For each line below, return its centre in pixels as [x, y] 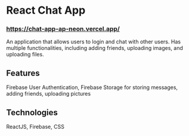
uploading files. [25, 55]
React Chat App [46, 10]
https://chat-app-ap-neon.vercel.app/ [63, 29]
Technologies [32, 113]
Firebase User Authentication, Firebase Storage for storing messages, [92, 87]
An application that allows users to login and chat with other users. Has [93, 42]
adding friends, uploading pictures [49, 94]
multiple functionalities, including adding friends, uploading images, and [95, 48]
